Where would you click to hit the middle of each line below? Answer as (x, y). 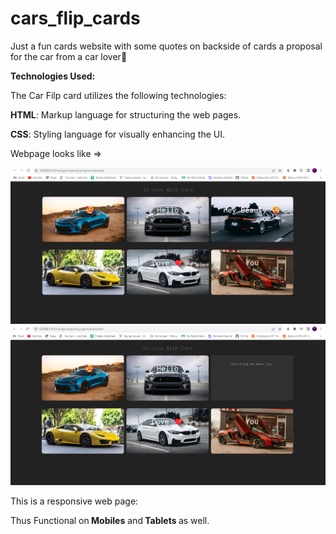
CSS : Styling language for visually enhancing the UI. (117, 134)
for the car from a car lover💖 (69, 56)
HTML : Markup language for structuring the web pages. (126, 114)
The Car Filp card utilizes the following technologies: (118, 95)
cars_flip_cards (75, 18)
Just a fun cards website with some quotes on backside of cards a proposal (166, 46)
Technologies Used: (53, 76)
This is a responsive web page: (74, 501)
